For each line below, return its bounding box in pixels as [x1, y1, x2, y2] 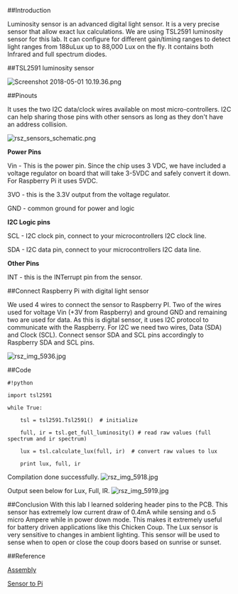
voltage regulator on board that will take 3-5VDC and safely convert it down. [7, 169, 231, 177]
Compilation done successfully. [7, 472, 99, 481]
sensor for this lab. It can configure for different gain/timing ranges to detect [7, 35, 231, 43]
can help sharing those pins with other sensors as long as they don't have [7, 113, 224, 121]
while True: [7, 404, 43, 411]
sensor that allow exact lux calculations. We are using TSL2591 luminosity [7, 28, 223, 36]
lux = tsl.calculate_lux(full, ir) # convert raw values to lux [20, 448, 218, 455]
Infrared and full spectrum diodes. [7, 50, 107, 58]
